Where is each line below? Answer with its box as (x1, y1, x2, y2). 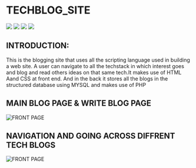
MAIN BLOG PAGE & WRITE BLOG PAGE (6, 98, 151, 109)
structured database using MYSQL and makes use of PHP (6, 81, 146, 88)
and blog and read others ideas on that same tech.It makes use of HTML (6, 69, 182, 76)
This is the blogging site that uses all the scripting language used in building (6, 56, 190, 63)
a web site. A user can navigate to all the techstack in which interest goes (6, 62, 184, 69)
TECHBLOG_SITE (6, 4, 91, 17)
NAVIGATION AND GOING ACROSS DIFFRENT (6, 130, 175, 141)
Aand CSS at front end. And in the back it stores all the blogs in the (6, 75, 168, 82)
